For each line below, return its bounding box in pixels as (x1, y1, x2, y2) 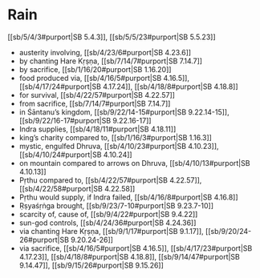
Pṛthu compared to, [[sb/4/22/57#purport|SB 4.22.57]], (18, 175, 202, 185)
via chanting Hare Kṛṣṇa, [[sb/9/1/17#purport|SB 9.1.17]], (18, 226, 204, 236)
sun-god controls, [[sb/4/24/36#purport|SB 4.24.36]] (18, 218, 197, 228)
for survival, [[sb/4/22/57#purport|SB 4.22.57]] (18, 90, 176, 99)
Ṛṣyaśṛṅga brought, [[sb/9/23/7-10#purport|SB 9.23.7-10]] (18, 200, 214, 210)
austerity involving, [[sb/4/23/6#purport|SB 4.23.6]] (18, 47, 192, 57)
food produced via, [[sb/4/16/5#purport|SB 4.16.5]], (18, 73, 190, 83)
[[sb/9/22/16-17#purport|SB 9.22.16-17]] (18, 115, 152, 125)
